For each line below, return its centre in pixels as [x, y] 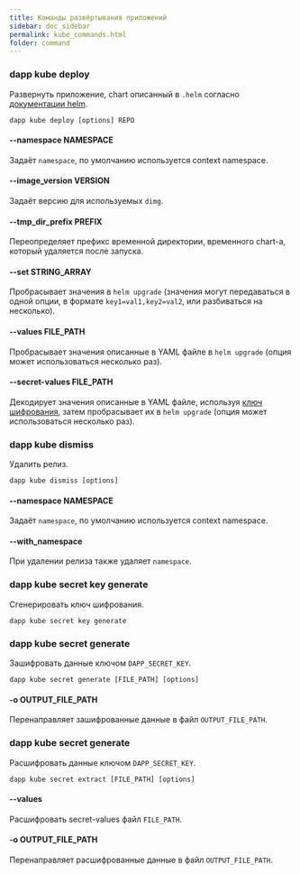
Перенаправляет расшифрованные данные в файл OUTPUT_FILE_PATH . [141, 860]
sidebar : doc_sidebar [50, 26]
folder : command [40, 43]
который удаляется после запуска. [77, 251]
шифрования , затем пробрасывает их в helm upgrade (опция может [138, 411]
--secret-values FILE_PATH [61, 382]
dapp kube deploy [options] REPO [72, 120]
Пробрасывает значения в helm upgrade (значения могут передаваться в [150, 292]
